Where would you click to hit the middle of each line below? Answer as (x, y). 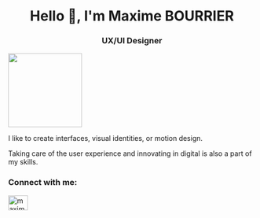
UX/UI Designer (132, 41)
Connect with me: (43, 183)
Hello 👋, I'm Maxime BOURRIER (132, 16)
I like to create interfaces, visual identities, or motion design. (105, 139)
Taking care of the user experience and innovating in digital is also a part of (130, 153)
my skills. (23, 162)
